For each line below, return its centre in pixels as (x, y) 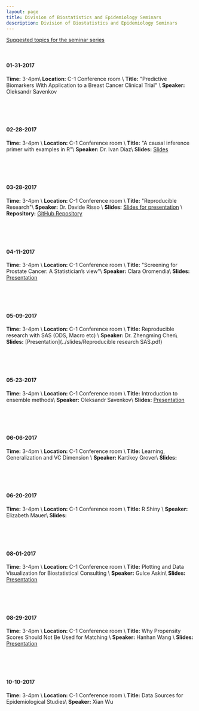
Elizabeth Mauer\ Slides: (36, 515)
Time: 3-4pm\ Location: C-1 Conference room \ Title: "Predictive (87, 79)
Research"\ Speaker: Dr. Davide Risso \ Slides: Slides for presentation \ (94, 207)
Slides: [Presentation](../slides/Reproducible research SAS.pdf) (84, 342)
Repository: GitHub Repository (44, 213)
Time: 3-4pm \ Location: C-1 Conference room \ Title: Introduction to (92, 393)
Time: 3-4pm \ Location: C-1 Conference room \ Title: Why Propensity (94, 631)
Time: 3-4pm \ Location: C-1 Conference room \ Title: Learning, (86, 451)
